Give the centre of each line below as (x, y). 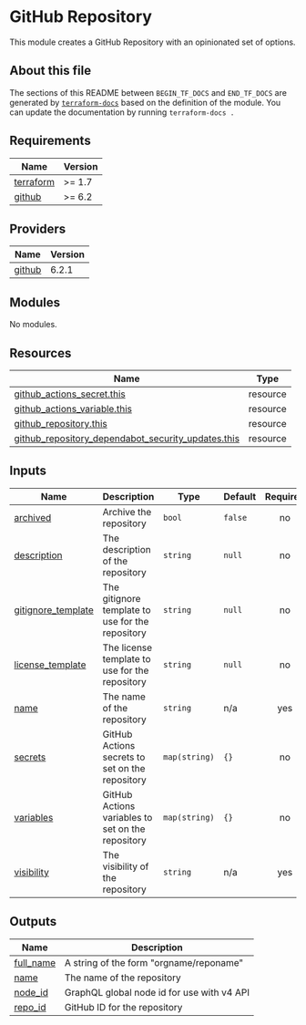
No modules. (33, 325)
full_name (35, 962)
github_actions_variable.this (73, 409)
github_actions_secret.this (70, 394)
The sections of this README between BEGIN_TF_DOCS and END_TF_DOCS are (148, 92)
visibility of (126, 866)
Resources (41, 353)
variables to (127, 817)
